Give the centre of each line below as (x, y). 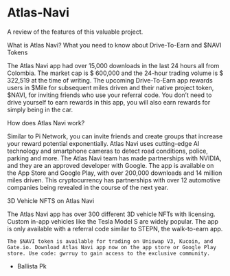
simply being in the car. (40, 109)
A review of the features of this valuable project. (75, 32)
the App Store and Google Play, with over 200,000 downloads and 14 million (115, 173)
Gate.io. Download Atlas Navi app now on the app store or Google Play (112, 247)
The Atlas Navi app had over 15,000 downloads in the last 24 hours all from (113, 65)
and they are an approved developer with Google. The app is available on (111, 165)
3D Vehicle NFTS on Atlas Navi (51, 200)
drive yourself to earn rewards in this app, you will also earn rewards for (109, 102)
